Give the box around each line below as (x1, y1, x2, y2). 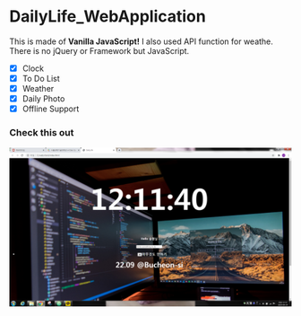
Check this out (9, 127, 74, 139)
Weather (21, 83, 55, 94)
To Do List (21, 74, 60, 83)
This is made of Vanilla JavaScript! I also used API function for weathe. (9, 36, 273, 47)
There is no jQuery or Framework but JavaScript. (9, 45, 190, 56)
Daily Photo (21, 93, 65, 104)
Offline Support (21, 103, 80, 114)
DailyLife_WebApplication (9, 6, 206, 27)
